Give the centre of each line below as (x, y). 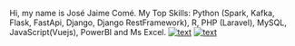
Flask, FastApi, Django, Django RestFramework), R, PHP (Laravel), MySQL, (148, 23)
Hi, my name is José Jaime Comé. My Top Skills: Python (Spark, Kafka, (142, 13)
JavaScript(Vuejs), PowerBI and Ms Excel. (88, 32)
